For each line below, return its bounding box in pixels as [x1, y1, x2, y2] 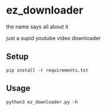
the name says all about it [6, 23, 69, 30]
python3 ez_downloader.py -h [6, 99, 78, 105]
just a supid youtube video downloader [6, 34, 101, 41]
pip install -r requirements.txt [6, 67, 89, 73]
